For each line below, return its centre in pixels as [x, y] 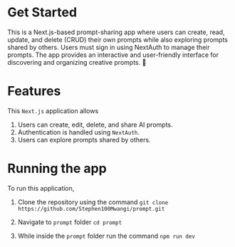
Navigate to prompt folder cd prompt [70, 222]
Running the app [57, 169]
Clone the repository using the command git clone [93, 202]
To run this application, [41, 188]
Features [34, 91]
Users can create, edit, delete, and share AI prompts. [95, 125]
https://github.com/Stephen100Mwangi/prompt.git [91, 209]
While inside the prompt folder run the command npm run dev [106, 236]
